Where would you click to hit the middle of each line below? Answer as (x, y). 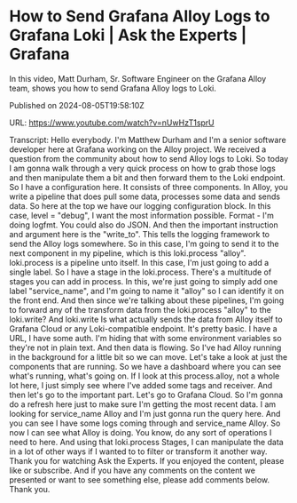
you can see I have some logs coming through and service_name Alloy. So (145, 423)
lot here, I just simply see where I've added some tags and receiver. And (141, 385)
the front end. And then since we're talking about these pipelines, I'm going (147, 300)
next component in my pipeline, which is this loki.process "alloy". (128, 253)
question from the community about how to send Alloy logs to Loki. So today (149, 158)
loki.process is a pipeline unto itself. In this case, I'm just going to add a (139, 262)
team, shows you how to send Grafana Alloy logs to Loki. (113, 88)
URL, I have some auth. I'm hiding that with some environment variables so (145, 338)
